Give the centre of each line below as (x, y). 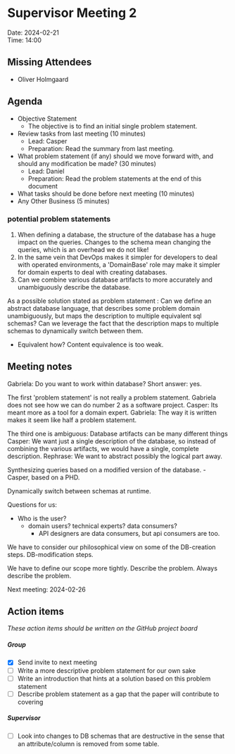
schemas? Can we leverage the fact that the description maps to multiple (113, 323)
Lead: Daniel (46, 171)
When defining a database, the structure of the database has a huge (116, 234)
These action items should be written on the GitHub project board (103, 628)
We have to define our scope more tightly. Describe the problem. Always (113, 568)
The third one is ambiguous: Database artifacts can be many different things (118, 433)
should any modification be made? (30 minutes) (87, 163)
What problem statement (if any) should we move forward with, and (115, 156)
